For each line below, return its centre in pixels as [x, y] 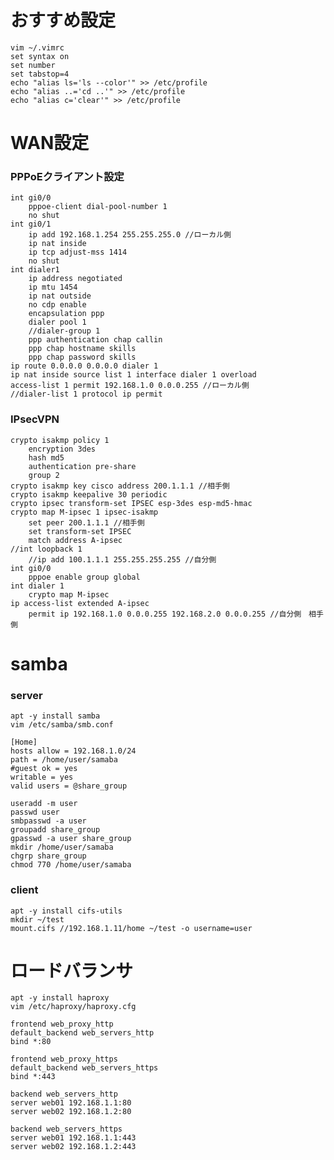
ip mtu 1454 [53, 287]
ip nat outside [60, 296]
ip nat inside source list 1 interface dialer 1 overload [133, 375]
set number [33, 65]
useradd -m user [44, 804]
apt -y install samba [55, 716]
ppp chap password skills [82, 357]
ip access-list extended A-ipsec [80, 603]
